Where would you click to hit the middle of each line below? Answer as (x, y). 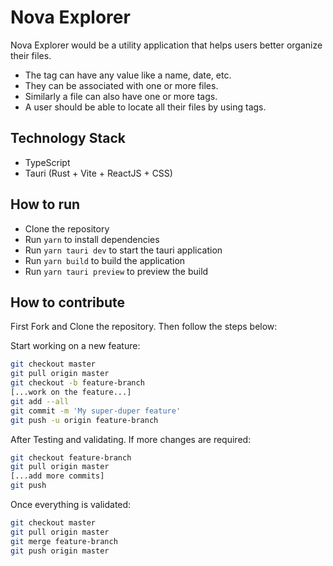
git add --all (40, 401)
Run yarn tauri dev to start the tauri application (123, 250)
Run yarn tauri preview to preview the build (116, 271)
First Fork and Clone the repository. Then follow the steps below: (144, 327)
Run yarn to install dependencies (92, 239)
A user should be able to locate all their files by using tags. (145, 107)
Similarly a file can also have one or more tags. (121, 96)
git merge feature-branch (64, 541)
